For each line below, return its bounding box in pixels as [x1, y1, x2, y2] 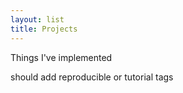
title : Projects [10, 24, 78, 34]
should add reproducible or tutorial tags [10, 71, 174, 83]
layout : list [10, 14, 65, 25]
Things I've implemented [10, 51, 113, 63]
